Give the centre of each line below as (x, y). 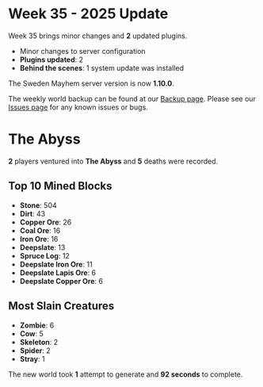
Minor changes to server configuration (82, 51)
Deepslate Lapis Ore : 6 (58, 272)
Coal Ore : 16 (40, 230)
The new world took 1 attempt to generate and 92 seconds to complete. (126, 374)
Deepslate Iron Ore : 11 (56, 264)
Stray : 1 (32, 358)
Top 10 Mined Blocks (60, 186)
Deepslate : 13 (42, 247)
